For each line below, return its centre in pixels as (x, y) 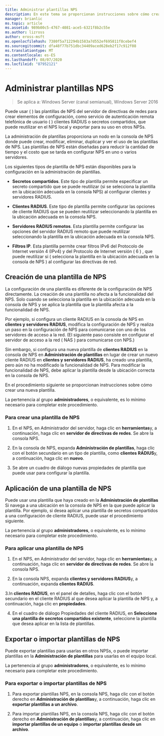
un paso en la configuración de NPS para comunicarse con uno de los (75, 329)
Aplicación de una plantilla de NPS (58, 488)
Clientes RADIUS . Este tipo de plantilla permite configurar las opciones (83, 206)
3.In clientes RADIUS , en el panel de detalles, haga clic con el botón (74, 593)
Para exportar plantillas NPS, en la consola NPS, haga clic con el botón (83, 694)
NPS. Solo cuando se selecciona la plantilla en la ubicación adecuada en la (80, 299)
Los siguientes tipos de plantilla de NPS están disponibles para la (71, 167)
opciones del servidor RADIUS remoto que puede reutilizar (71, 232)
